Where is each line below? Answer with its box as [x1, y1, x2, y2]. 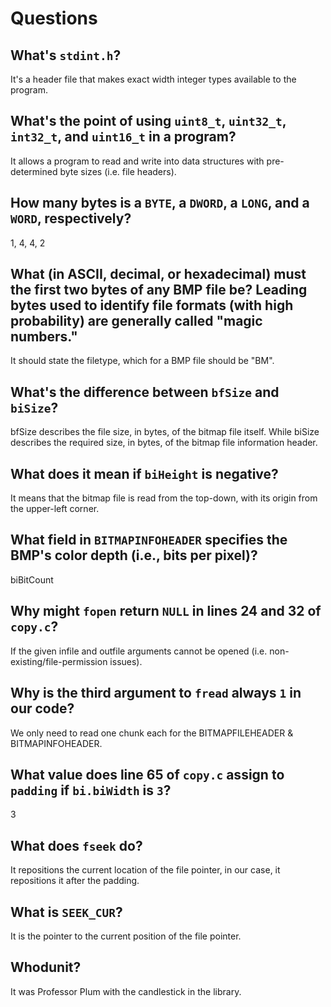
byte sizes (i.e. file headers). [59, 165, 177, 177]
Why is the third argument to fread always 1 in [10, 685, 302, 702]
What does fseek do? [10, 837, 143, 854]
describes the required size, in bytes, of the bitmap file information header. [10, 437, 318, 449]
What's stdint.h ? [10, 47, 122, 64]
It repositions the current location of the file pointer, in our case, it [10, 864, 281, 876]
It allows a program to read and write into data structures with [10, 155, 265, 167]
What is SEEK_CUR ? [10, 903, 123, 921]
